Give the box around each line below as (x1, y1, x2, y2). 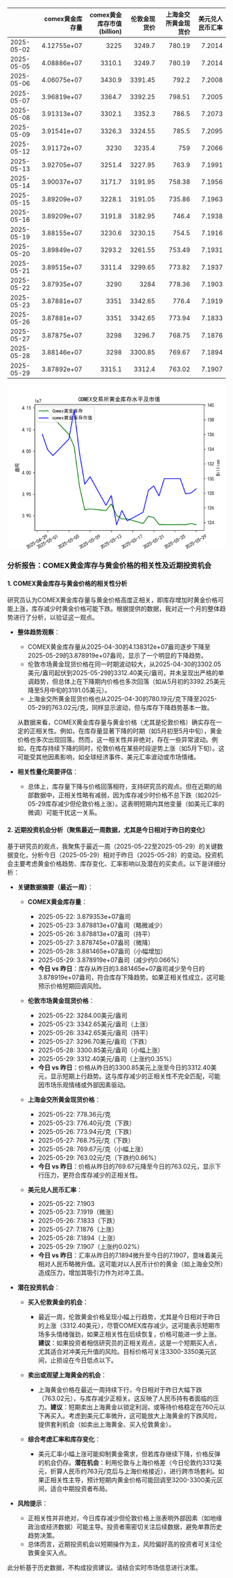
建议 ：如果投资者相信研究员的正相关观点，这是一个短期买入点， (37, 1339, 221, 1347)
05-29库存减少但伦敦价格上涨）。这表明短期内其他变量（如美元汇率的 (27, 799, 225, 808)
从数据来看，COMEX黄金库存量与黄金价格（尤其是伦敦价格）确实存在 (17, 718, 216, 727)
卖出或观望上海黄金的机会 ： (27, 1371, 107, 1380)
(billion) (98, 27, 123, 35)
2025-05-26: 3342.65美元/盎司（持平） (37, 1028, 152, 1037)
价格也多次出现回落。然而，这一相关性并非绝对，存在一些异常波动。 (17, 736, 212, 744)
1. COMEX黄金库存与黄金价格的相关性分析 (7, 579, 128, 587)
